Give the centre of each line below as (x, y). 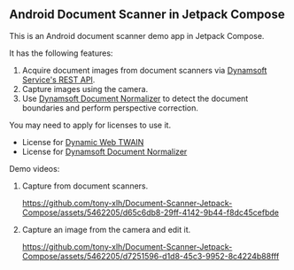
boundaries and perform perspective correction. (110, 108)
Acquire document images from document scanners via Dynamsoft (144, 70)
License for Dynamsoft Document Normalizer (104, 151)
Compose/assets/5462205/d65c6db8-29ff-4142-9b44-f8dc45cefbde (150, 212)
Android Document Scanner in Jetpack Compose (147, 15)
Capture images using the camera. (85, 89)
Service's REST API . (58, 80)
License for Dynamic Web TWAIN (83, 142)
